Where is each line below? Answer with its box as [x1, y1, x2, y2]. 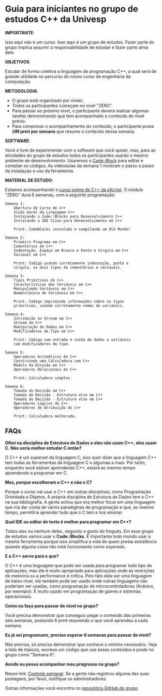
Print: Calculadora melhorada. [14, 414, 77, 419]
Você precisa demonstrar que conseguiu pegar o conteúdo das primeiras [5, 612, 151, 618]
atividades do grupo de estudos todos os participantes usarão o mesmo [5, 152, 148, 158]
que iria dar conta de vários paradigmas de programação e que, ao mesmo [5, 504, 154, 510]
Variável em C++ [14, 252, 47, 257]
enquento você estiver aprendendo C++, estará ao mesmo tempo [5, 465, 136, 471]
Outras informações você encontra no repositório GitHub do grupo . [5, 685, 139, 691]
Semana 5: [5, 350, 25, 355]
